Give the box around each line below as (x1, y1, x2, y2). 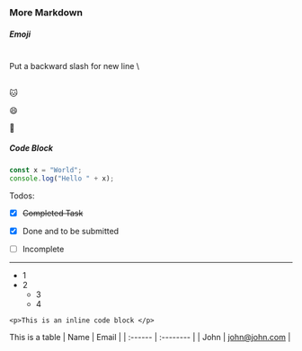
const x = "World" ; (9, 165, 83, 174)
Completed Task (22, 207, 84, 218)
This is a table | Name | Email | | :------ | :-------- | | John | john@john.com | (9, 331, 291, 342)
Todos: (9, 190, 35, 201)
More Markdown (9, 6, 84, 19)
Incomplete (22, 243, 65, 254)
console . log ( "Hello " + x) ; (9, 173, 115, 183)
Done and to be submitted (22, 225, 120, 236)
